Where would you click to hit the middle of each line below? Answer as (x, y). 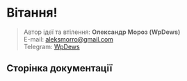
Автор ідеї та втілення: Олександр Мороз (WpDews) (102, 32)
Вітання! (32, 13)
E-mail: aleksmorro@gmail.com (68, 39)
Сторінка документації (59, 68)
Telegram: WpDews (52, 46)
